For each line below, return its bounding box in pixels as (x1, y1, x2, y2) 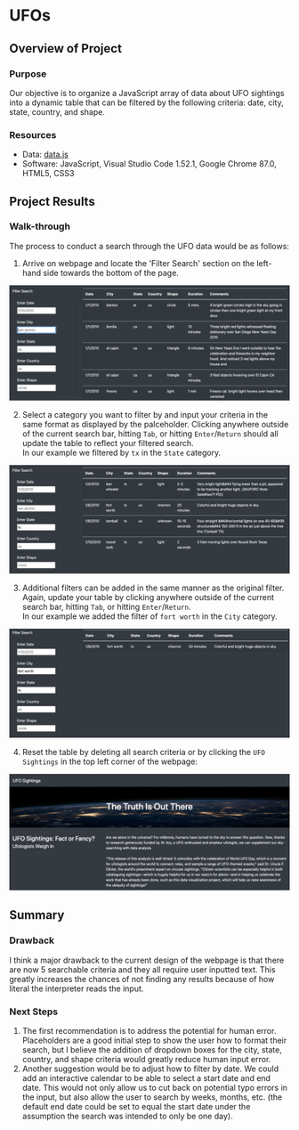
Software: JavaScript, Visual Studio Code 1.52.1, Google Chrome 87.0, (21, 159, 278, 169)
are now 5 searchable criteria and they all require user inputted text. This (9, 963, 276, 975)
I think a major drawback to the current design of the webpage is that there (9, 955, 285, 965)
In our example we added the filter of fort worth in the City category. (21, 611, 278, 622)
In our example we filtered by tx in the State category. (21, 447, 222, 458)
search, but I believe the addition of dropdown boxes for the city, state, (21, 1045, 283, 1055)
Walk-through (9, 220, 71, 232)
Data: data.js (21, 149, 69, 160)
